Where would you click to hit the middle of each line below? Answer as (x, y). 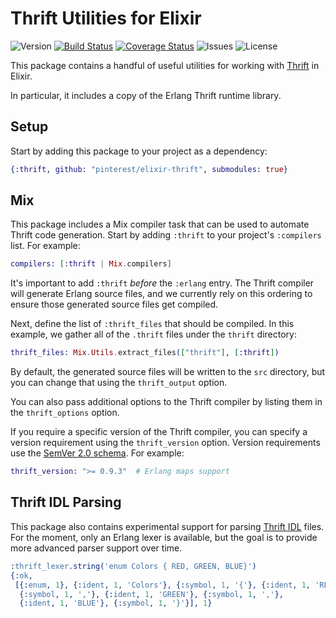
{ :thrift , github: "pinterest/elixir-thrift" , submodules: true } (149, 169)
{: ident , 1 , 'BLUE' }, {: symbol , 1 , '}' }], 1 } (116, 603)
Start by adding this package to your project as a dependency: (139, 151)
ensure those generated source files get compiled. (114, 304)
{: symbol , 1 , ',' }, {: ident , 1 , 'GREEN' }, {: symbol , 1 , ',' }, (152, 594)
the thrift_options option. (65, 413)
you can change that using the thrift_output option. (119, 383)
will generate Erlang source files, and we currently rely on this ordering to (161, 294)
